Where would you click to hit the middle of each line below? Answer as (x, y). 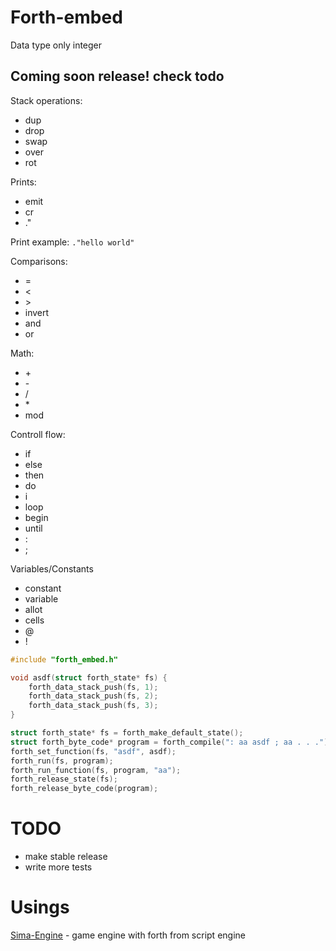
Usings (40, 907)
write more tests (58, 867)
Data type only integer (56, 45)
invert (37, 312)
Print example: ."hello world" (72, 242)
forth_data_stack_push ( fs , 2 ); (93, 696)
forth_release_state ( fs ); (64, 779)
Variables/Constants (52, 568)
